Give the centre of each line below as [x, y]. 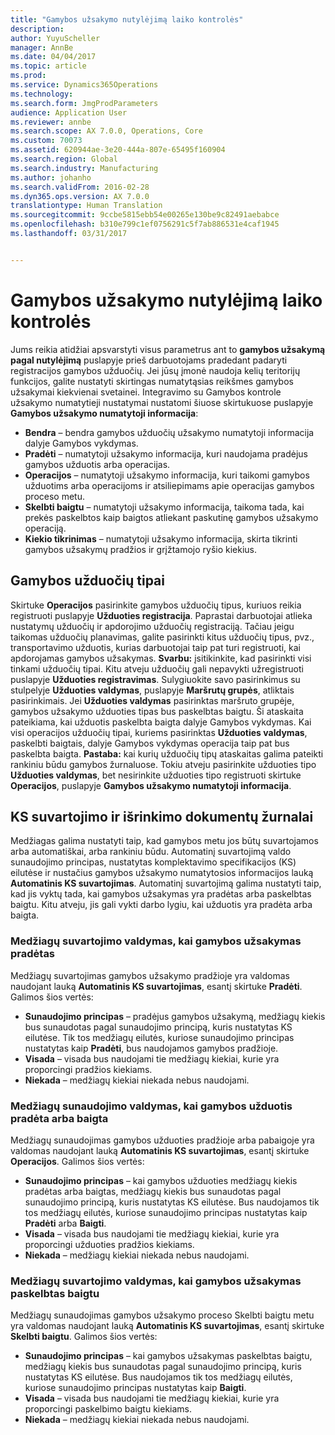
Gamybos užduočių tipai [87, 581]
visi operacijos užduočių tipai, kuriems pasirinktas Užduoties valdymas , [159, 732]
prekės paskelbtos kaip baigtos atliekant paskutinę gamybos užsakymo [171, 517]
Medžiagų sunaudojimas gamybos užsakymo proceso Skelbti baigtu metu [162, 1315]
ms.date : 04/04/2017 [53, 57]
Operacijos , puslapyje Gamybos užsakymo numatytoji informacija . [151, 785]
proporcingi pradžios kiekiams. [88, 1069]
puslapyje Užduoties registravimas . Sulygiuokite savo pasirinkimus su [155, 679]
